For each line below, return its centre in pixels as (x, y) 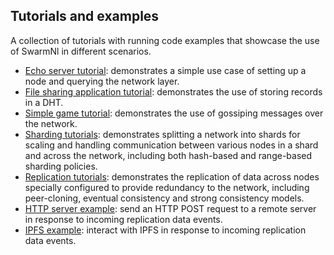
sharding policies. (61, 166)
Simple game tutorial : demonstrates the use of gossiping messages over (174, 113)
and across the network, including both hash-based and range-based (168, 155)
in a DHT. (44, 102)
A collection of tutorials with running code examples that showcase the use (165, 40)
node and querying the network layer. (102, 81)
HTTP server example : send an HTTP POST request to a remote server (170, 208)
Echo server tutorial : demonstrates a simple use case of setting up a (165, 70)
